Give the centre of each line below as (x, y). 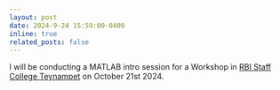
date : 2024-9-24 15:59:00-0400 (67, 26)
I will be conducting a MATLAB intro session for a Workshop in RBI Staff (140, 67)
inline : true (33, 34)
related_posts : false (49, 42)
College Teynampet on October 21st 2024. (87, 77)
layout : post (33, 17)
